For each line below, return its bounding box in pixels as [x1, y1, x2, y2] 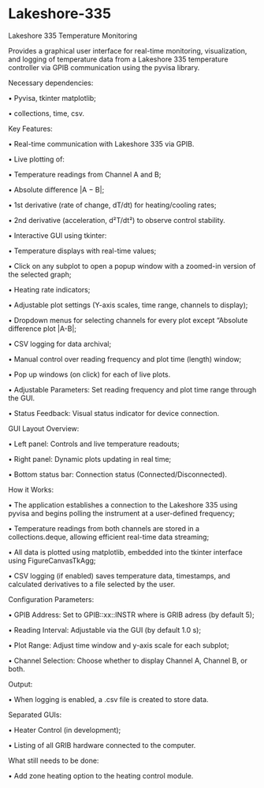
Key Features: [8, 124, 53, 133]
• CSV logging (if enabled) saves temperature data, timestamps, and [8, 571, 231, 580]
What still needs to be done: [8, 756, 99, 765]
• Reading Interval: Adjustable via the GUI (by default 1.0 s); [8, 625, 202, 634]
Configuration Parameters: [8, 594, 95, 604]
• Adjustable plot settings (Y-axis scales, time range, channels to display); [8, 300, 248, 310]
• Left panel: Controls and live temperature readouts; [8, 439, 180, 448]
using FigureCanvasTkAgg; [8, 556, 96, 565]
